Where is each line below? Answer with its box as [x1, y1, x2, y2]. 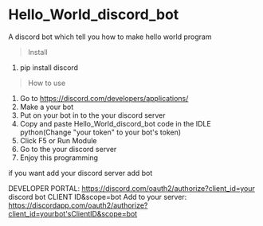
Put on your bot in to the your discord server [19, 110, 166, 120]
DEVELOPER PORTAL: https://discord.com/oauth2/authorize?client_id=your [8, 183, 255, 193]
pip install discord [19, 62, 78, 72]
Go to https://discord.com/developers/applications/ [19, 93, 189, 103]
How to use [27, 78, 66, 88]
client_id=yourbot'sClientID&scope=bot [8, 208, 138, 218]
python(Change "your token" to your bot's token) [19, 127, 182, 137]
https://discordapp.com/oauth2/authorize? [8, 201, 148, 210]
